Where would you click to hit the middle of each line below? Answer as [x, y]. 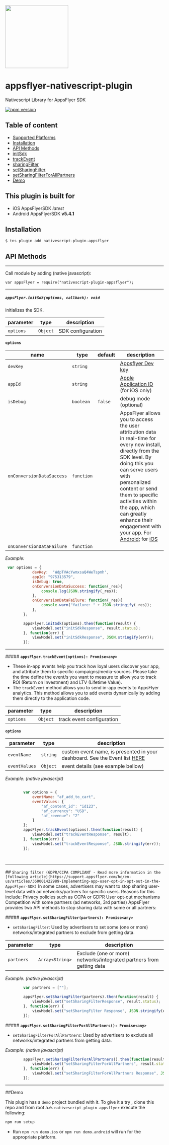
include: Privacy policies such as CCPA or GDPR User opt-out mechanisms [83, 897]
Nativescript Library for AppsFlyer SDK [46, 100]
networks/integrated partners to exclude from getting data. [73, 933]
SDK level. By [136, 457]
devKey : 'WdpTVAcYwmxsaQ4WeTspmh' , [70, 572]
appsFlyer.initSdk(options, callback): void [53, 298]
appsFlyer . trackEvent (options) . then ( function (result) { [83, 830]
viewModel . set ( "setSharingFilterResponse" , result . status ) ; [96, 1001]
